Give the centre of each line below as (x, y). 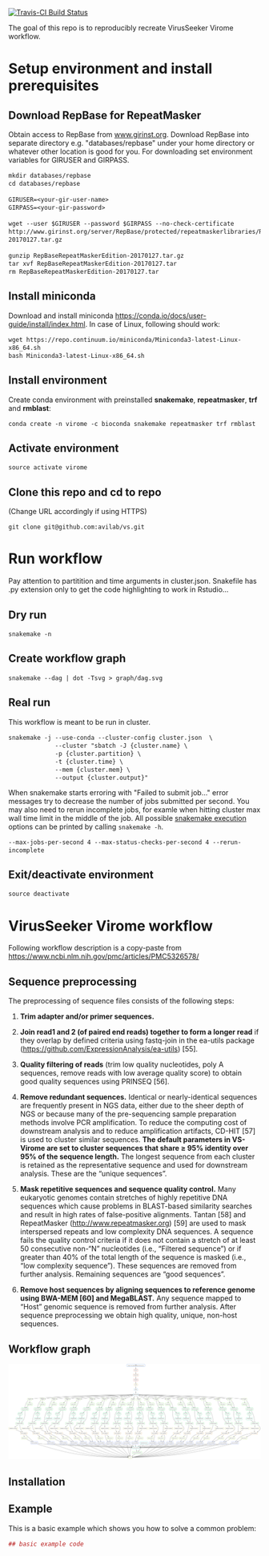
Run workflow (55, 559)
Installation (37, 1482)
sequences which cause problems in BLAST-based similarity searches (136, 1206)
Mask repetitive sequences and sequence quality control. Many (128, 1189)
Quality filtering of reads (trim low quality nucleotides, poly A (122, 1064)
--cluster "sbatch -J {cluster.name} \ (121, 746)
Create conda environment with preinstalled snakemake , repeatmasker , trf (133, 400)
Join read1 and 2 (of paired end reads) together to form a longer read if (139, 1032)
